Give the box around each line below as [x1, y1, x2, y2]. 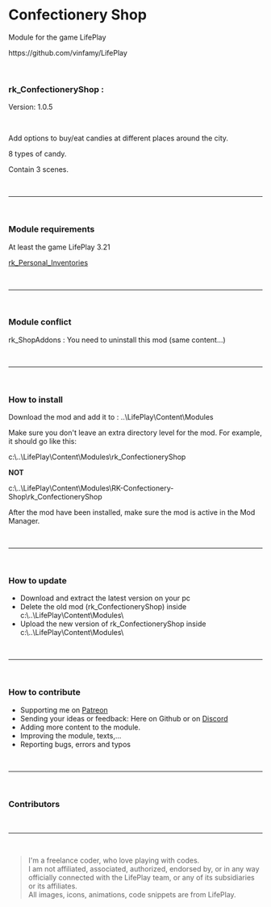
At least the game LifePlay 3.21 [8, 242, 110, 252]
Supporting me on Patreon [19, 704, 109, 715]
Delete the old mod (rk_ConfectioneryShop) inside [19, 602, 187, 612]
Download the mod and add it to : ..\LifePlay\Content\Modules [8, 412, 214, 422]
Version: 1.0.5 [8, 102, 53, 112]
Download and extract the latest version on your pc [19, 593, 191, 603]
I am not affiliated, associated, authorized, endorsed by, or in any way [27, 864, 260, 874]
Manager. [8, 516, 40, 526]
